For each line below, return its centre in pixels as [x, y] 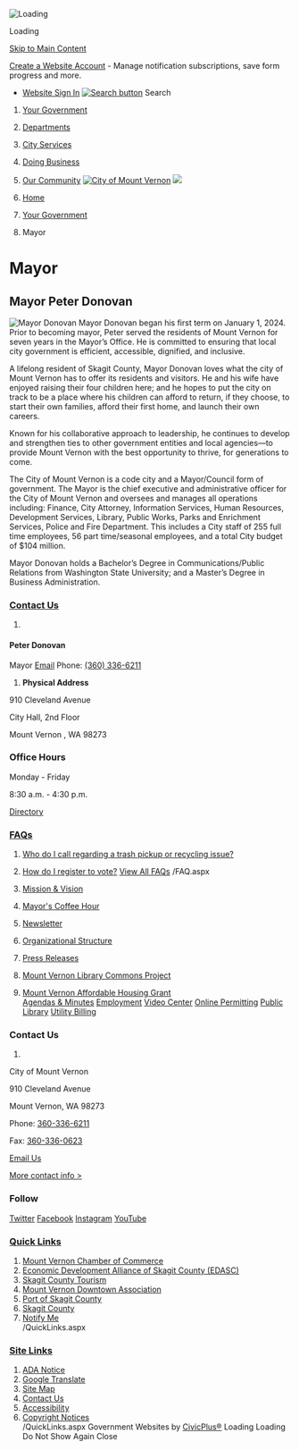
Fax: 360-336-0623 [46, 1141]
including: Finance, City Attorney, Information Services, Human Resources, [146, 508]
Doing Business [51, 162]
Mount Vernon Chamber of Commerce [92, 1260]
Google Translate [54, 1379]
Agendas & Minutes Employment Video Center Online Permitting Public [153, 1002]
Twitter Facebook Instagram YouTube [78, 1218]
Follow [24, 1199]
